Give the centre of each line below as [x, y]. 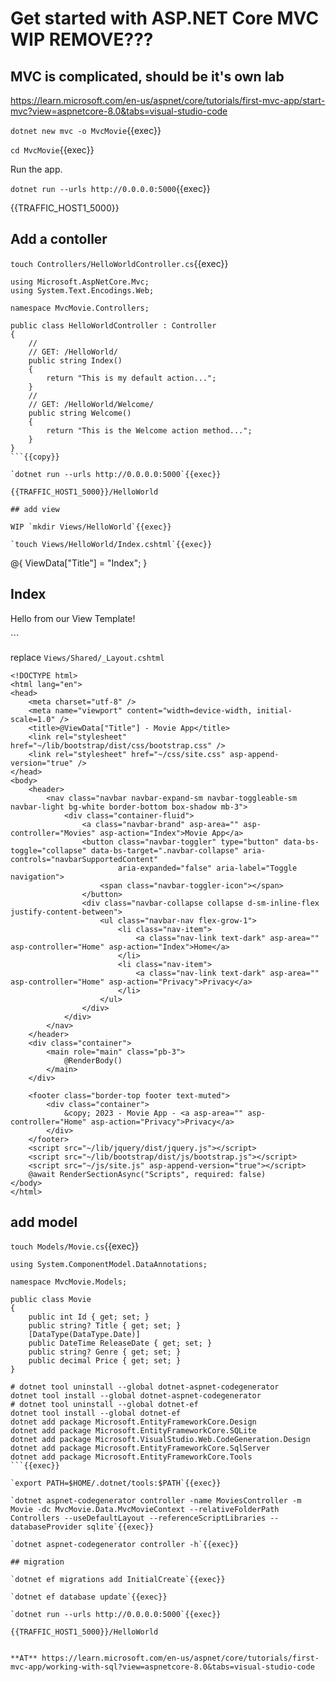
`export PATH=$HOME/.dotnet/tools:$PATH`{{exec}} [116, 1483]
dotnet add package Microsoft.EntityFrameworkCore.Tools [131, 1457]
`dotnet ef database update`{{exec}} [89, 1597]
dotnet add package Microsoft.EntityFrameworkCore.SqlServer [140, 1448]
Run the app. [36, 169]
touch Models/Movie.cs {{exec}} [75, 1246]
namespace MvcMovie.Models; [69, 1282]
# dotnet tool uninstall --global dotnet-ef [104, 1405]
